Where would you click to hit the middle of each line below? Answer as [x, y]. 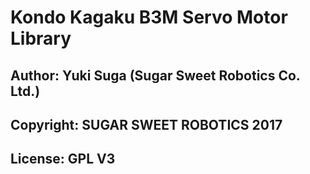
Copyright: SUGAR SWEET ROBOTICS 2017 [146, 124]
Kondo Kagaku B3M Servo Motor [149, 17]
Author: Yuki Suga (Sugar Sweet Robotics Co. [155, 75]
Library [41, 38]
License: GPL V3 [63, 159]
